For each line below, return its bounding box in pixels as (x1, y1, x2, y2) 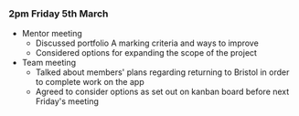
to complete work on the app (35, 77, 144, 88)
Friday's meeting (35, 96, 100, 107)
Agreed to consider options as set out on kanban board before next (35, 86, 290, 98)
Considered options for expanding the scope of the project (35, 47, 258, 58)
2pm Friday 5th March (8, 7, 109, 20)
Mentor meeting (21, 28, 83, 39)
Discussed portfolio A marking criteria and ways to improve (35, 37, 260, 48)
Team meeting (21, 58, 77, 69)
